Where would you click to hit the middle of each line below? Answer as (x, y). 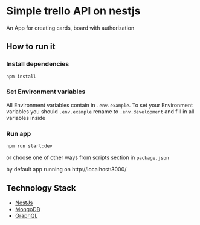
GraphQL (26, 215)
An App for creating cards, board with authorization (70, 28)
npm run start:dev (29, 146)
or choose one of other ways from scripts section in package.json (88, 157)
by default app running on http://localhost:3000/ (66, 169)
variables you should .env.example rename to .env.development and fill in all (100, 111)
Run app (19, 133)
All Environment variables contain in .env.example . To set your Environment (100, 105)
